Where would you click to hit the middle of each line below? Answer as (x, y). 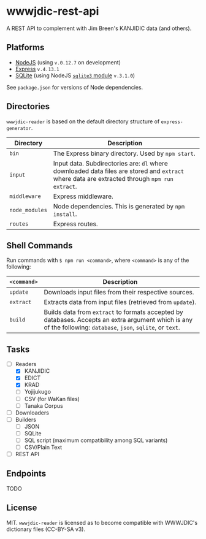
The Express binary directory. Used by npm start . (124, 153)
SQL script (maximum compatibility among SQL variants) (96, 440)
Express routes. (75, 224)
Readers (26, 364)
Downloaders (32, 413)
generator (19, 128)
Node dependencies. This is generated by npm (119, 206)
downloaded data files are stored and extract (119, 171)
